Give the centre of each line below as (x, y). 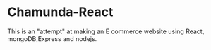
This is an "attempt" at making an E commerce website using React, (106, 31)
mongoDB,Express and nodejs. (52, 38)
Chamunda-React (60, 12)
